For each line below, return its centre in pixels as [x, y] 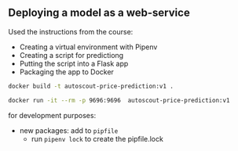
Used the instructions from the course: [71, 31]
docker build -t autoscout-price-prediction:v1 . [91, 86]
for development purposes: [52, 115]
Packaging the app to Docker [66, 72]
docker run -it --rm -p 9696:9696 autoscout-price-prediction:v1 [119, 100]
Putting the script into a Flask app [74, 63]
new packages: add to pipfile [69, 130]
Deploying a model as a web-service [99, 13]
